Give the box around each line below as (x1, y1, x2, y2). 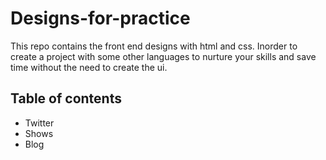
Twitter (24, 117, 55, 129)
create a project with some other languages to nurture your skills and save (10, 50, 317, 62)
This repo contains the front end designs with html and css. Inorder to (10, 40, 298, 52)
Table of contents (10, 90, 122, 107)
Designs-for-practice (10, 7, 191, 30)
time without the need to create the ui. (10, 61, 168, 73)
